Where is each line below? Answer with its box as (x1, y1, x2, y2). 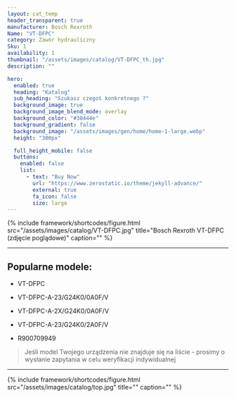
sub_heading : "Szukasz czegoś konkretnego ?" (13, 95, 150, 102)
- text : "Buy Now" (25, 173, 80, 180)
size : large (32, 199, 68, 206)
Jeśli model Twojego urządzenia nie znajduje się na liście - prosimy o (24, 348, 225, 356)
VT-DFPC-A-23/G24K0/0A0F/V (17, 293, 109, 301)
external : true (32, 186, 77, 194)
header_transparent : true (7, 17, 83, 24)
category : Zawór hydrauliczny (7, 37, 96, 44)
